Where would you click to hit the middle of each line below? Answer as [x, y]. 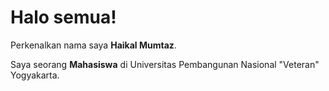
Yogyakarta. [35, 75]
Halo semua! [63, 17]
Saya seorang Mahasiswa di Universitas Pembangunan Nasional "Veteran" [165, 64]
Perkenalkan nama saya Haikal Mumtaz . [93, 45]
